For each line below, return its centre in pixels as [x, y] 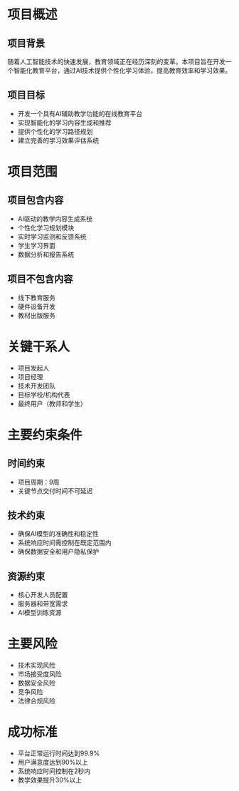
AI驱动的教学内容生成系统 [55, 219]
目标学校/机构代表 [44, 394]
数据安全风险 [36, 683]
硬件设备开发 [36, 306]
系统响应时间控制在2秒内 [54, 771]
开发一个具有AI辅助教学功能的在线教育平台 [80, 113]
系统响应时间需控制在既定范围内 [64, 543]
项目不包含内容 [40, 279]
